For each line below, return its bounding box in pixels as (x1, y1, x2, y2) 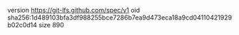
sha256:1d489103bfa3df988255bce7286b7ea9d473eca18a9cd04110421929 (7, 13, 233, 22)
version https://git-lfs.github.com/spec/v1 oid (7, 6, 141, 14)
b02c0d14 (7, 21, 38, 29)
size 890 (39, 21, 64, 29)
